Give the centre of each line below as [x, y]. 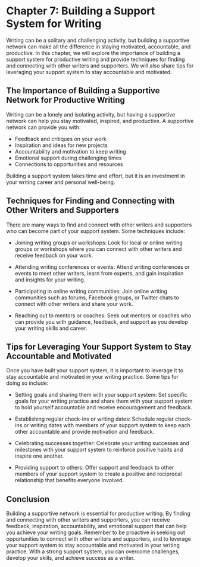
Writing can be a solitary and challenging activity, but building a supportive [98, 40]
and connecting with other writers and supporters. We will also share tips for [100, 65]
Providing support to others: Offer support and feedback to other [94, 468]
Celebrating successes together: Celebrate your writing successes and [102, 443]
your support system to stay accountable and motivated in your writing [93, 545]
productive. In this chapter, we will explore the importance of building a [93, 53]
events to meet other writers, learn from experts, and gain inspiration [99, 273]
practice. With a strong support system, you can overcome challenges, [93, 551]
